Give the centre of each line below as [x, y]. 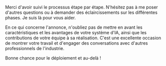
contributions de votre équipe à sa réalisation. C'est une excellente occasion [83, 38]
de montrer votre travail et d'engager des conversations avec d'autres [77, 43]
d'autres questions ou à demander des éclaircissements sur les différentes [81, 12]
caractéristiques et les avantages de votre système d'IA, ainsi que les [76, 33]
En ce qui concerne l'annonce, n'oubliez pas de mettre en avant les [74, 27]
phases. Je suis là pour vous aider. [40, 18]
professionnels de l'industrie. [35, 48]
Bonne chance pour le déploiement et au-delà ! [53, 58]
